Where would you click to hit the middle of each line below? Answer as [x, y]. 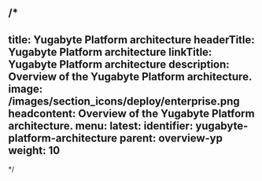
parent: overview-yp [171, 138]
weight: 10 [34, 150]
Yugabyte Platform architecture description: [119, 64]
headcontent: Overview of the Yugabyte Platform [131, 113]
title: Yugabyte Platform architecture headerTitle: [132, 40]
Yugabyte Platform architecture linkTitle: [110, 52]
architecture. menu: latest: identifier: [101, 126]
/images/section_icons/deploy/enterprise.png [124, 101]
